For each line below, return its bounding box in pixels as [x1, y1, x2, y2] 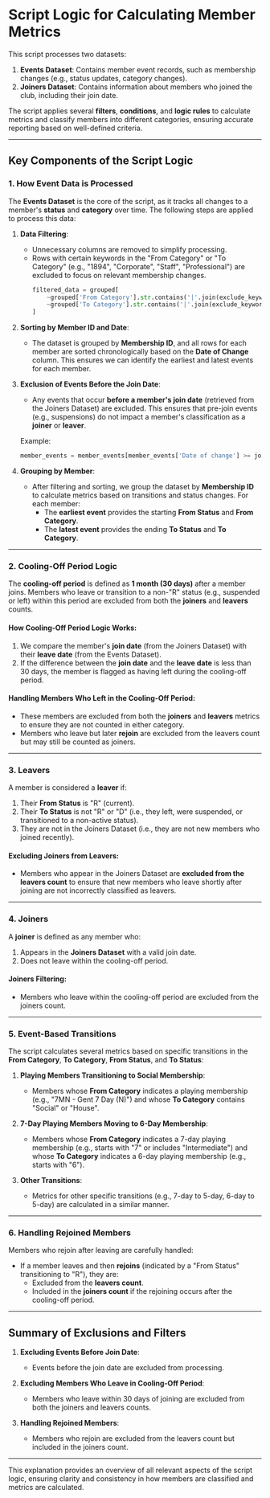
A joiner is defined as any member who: [8, 931, 141, 941]
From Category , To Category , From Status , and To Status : [8, 1055, 204, 1064]
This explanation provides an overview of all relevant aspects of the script [8, 1465, 253, 1475]
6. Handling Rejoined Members [8, 1227, 131, 1238]
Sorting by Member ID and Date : [19, 323, 129, 333]
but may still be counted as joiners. [19, 737, 137, 747]
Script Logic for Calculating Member [8, 6, 256, 24]
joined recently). [19, 833, 75, 841]
